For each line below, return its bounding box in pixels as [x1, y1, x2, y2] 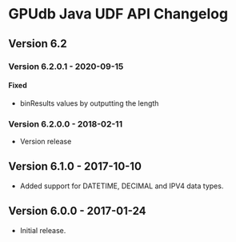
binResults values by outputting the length [19, 98, 159, 108]
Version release [19, 137, 72, 146]
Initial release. [19, 225, 66, 235]
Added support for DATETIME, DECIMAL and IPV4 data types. [19, 181, 224, 191]
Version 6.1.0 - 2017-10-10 [8, 159, 142, 173]
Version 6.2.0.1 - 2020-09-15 [8, 61, 124, 72]
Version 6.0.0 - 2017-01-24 [8, 204, 146, 218]
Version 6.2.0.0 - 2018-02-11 [8, 118, 122, 129]
